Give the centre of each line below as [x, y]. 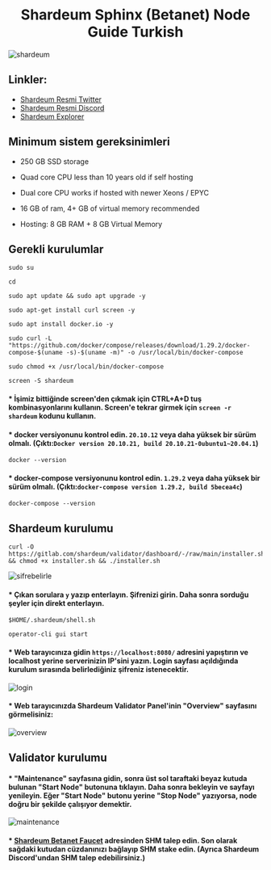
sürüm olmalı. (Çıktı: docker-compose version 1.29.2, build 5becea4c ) [126, 486]
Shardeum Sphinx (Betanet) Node [135, 15]
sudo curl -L [30, 338]
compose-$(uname [35, 353]
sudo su [21, 268]
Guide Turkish [135, 32]
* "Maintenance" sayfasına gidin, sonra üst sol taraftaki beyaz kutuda [128, 778]
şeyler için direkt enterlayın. [56, 603]
